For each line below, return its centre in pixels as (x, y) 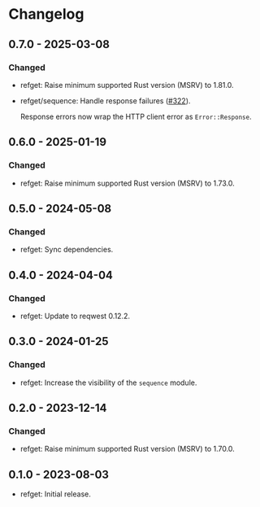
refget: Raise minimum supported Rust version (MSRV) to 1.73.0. (127, 183)
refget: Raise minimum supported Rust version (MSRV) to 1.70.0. (128, 449)
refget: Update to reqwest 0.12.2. (75, 316)
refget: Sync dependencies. (67, 250)
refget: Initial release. (55, 494)
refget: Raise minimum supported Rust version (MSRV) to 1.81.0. (127, 85)
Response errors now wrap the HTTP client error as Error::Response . (136, 116)
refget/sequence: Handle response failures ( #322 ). (105, 101)
